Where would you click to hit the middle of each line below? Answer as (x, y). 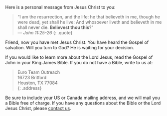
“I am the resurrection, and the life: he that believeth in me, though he (89, 17)
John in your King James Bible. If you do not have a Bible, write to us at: (79, 62)
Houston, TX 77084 (38, 83)
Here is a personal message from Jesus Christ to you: (60, 7)
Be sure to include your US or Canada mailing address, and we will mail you (83, 98)
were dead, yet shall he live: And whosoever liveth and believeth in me (89, 22)
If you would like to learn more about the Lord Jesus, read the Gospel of (79, 57)
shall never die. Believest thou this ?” (55, 27)
